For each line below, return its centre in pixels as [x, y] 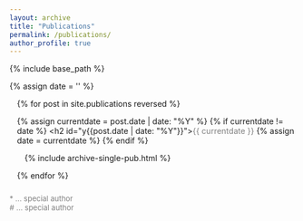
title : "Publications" [52, 26]
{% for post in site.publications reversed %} [99, 104]
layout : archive [40, 18]
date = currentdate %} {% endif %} [83, 140]
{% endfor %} [43, 176]
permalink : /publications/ [60, 34]
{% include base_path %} [57, 69]
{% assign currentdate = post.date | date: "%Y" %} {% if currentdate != [150, 121]
